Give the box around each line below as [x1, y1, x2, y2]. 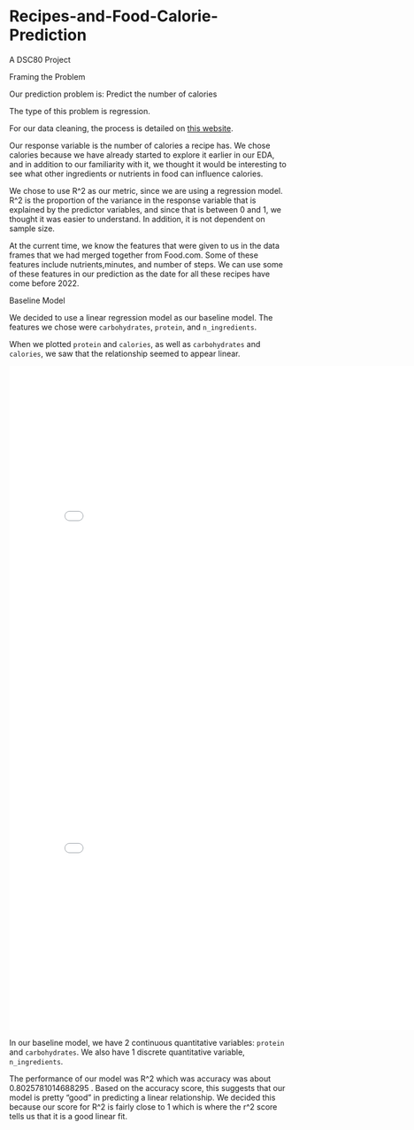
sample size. [9, 223, 56, 234]
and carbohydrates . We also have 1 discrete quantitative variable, [9, 1047, 245, 1057]
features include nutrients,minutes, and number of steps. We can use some [9, 259, 283, 269]
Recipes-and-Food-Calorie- [9, 6, 218, 27]
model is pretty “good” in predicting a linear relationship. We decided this [9, 1092, 276, 1103]
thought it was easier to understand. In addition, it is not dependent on [9, 213, 265, 224]
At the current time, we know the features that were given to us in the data [9, 240, 280, 251]
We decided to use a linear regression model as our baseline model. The [9, 312, 273, 322]
